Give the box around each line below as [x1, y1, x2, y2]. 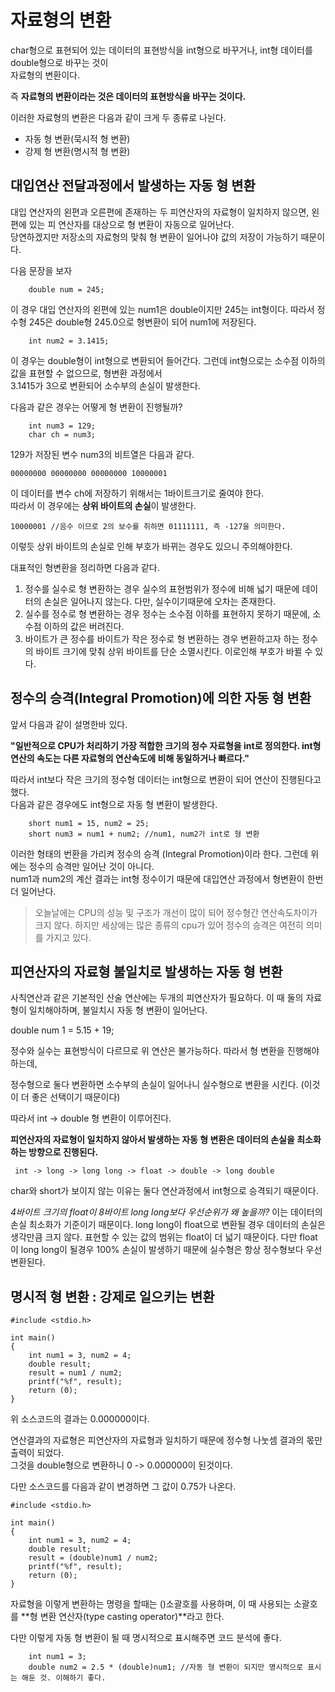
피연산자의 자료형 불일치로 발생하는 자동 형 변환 [10, 963, 283, 980]
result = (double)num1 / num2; [28, 1553, 159, 1563]
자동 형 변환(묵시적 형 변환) [24, 132, 131, 145]
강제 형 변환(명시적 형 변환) [24, 145, 131, 157]
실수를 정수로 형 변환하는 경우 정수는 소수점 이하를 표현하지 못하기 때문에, [24, 607, 311, 620]
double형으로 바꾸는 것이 [10, 56, 109, 68]
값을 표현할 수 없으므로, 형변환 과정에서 [10, 367, 163, 379]
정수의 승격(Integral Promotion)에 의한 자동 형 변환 [10, 690, 312, 707]
